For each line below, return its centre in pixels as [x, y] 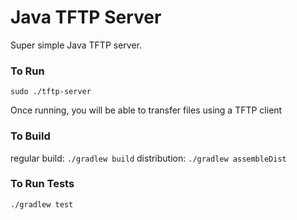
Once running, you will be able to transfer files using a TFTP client [146, 110]
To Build [30, 136]
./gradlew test [42, 204]
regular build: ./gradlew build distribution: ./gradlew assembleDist [148, 158]
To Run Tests [42, 184]
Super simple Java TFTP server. [76, 45]
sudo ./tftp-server [51, 92]
